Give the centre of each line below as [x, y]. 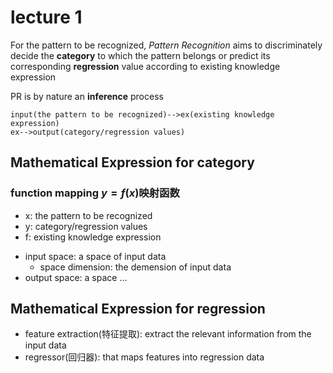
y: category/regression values [86, 226]
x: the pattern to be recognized [88, 215]
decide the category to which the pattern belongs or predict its [140, 55]
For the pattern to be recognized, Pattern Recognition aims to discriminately [166, 45]
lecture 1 [46, 17]
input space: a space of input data [95, 256]
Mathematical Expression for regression [138, 309]
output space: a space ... [76, 277]
